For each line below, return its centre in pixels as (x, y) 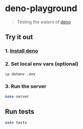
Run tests (20, 111)
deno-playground (41, 8)
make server (17, 97)
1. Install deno (22, 51)
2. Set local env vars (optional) (42, 64)
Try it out (19, 37)
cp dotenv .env (20, 74)
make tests (16, 123)
